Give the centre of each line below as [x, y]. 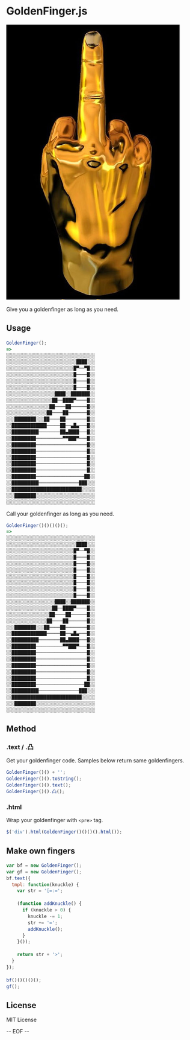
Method [21, 729]
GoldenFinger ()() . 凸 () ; [35, 792]
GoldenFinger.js [47, 11]
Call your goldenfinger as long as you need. [60, 514]
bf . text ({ [19, 878]
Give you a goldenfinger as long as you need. [63, 309]
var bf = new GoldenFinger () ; [44, 865]
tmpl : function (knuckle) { [45, 885]
